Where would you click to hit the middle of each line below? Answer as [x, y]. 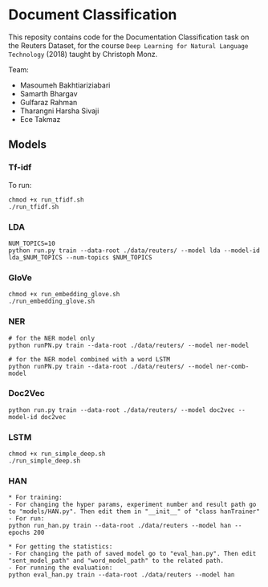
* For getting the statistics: [61, 547]
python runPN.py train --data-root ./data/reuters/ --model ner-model [129, 345]
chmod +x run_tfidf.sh [46, 200]
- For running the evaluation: [61, 568]
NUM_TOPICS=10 [32, 243]
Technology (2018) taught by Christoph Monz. [83, 54]
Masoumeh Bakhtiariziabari [65, 85]
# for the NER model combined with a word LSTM [89, 359]
